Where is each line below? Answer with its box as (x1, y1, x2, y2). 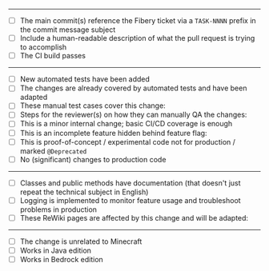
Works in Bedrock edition (19, 255, 104, 264)
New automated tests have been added (19, 74, 151, 84)
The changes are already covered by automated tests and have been (19, 83, 247, 93)
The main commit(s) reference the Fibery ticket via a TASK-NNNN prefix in (19, 16, 256, 25)
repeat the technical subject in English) (19, 187, 149, 197)
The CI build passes (19, 51, 86, 61)
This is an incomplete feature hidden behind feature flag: (19, 128, 207, 137)
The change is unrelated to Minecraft (19, 237, 143, 246)
